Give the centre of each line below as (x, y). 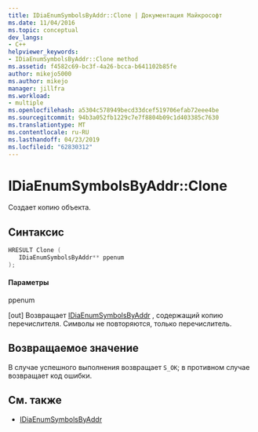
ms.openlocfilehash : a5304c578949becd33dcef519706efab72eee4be (114, 111)
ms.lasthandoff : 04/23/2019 (54, 139)
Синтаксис (36, 232)
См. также (35, 400)
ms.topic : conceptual (44, 30)
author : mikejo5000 (40, 74)
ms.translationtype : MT (47, 125)
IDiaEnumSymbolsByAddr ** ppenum (71, 258)
